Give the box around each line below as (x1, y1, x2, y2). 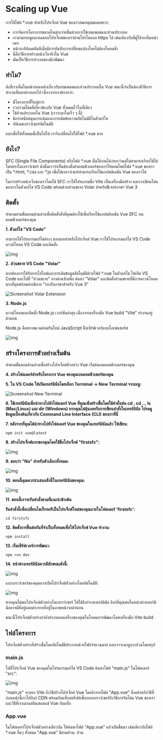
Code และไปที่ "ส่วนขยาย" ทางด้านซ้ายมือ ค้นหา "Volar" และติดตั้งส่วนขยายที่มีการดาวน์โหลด (5, 276, 158, 282)
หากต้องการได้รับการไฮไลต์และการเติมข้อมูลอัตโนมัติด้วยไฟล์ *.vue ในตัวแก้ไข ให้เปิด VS (5, 271, 148, 276)
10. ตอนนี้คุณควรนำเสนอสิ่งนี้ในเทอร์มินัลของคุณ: (5, 478, 85, 483)
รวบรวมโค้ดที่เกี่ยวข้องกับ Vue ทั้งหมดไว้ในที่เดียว (12, 104, 92, 110)
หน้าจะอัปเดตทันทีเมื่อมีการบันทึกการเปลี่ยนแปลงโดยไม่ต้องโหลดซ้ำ (12, 45, 118, 52)
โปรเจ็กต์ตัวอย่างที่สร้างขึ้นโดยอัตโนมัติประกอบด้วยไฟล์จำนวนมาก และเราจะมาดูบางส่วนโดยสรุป (5, 642, 156, 647)
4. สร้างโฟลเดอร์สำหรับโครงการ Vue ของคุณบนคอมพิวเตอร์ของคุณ (5, 372, 114, 378)
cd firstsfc (5, 516, 30, 521)
